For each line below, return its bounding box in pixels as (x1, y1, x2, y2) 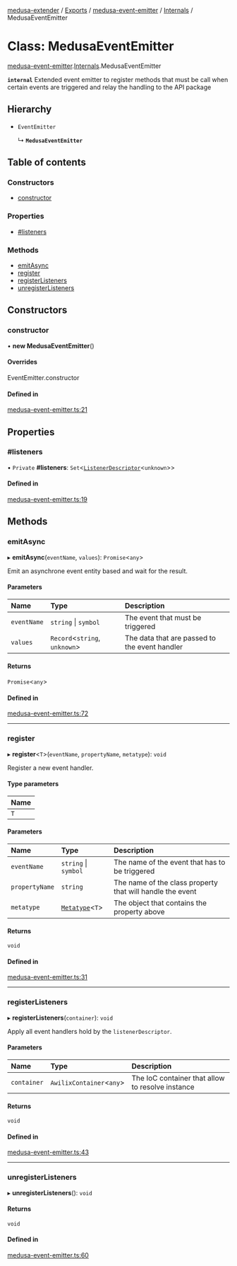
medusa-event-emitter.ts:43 (7, 1148, 90, 1156)
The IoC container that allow (131, 1073, 225, 1083)
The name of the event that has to (114, 858, 226, 868)
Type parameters (7, 780, 59, 788)
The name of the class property (114, 877, 219, 887)
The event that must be (124, 612, 202, 622)
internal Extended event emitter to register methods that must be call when (7, 75, 229, 84)
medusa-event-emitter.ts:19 (7, 495, 88, 504)
